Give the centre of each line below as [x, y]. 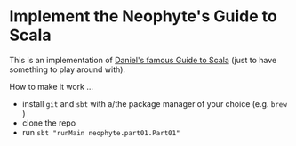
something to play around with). [68, 69]
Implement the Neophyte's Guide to [143, 16]
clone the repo [49, 123]
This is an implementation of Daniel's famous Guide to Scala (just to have [143, 60]
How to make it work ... [52, 86]
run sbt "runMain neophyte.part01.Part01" [101, 132]
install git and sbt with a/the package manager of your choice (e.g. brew [154, 103]
